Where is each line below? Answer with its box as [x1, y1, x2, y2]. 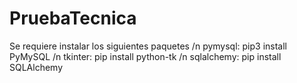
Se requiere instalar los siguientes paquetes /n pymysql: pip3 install [9, 40, 288, 52]
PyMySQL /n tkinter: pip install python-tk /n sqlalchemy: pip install [9, 50, 282, 62]
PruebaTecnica [9, 7, 137, 30]
